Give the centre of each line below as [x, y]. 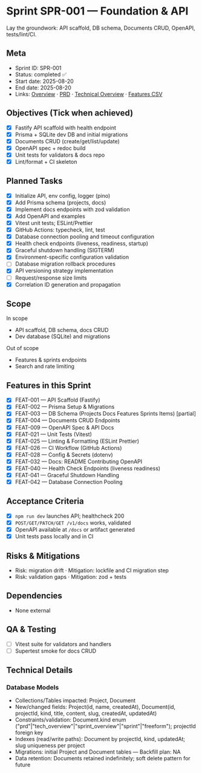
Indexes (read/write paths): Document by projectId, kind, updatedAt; [100, 739]
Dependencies [34, 596]
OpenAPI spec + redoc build [50, 148]
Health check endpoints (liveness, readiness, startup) [82, 244]
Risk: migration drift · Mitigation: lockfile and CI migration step [92, 570]
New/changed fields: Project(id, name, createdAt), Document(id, [95, 707]
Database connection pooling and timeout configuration [85, 236]
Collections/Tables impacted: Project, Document [75, 700]
